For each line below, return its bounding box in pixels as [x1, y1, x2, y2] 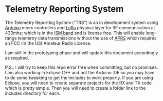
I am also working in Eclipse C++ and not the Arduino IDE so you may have [5, 69, 155, 75]
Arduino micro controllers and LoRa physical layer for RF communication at [5, 24, 155, 30]
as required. [5, 55, 29, 61]
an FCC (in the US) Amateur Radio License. [5, 40, 91, 46]
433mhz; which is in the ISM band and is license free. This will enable [5, 30, 145, 36]
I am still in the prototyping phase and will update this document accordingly [5, 50, 158, 56]
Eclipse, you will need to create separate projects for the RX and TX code [5, 80, 152, 86]
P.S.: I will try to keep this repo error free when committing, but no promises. [5, 64, 158, 70]
